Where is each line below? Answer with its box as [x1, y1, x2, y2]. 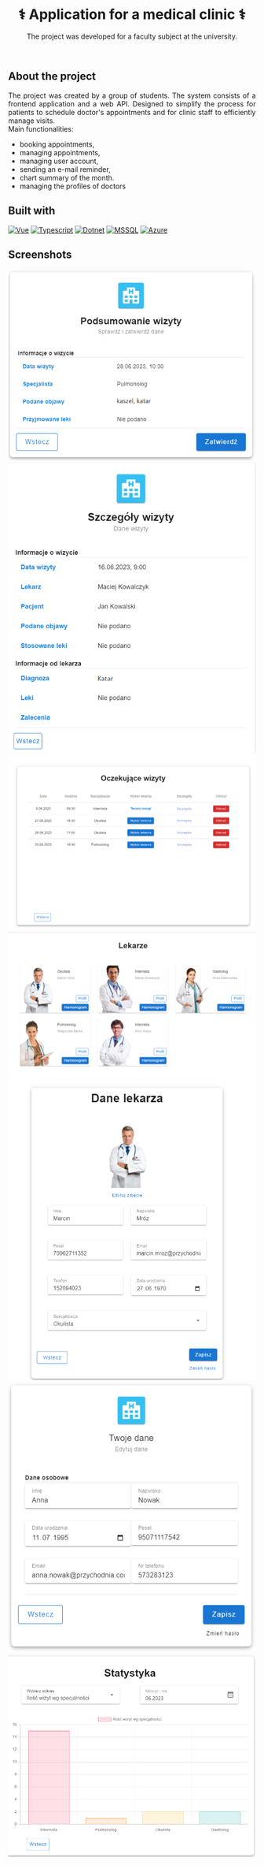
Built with [8, 204, 56, 218]
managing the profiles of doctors [19, 181, 126, 191]
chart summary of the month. [19, 173, 115, 182]
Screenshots [8, 248, 72, 261]
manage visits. [8, 116, 55, 125]
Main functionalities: [8, 124, 74, 133]
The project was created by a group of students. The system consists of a [8, 91, 256, 100]
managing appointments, [19, 147, 101, 157]
